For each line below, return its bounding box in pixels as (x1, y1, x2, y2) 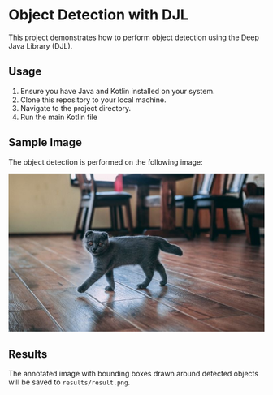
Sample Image (8, 135, 83, 149)
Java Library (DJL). (8, 41, 73, 50)
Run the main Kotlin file (19, 112, 97, 122)
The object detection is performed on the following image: (8, 157, 203, 167)
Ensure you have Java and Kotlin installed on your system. (19, 86, 215, 96)
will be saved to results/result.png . (8, 377, 131, 387)
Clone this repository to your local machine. (19, 95, 167, 105)
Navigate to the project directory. (19, 103, 132, 113)
